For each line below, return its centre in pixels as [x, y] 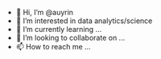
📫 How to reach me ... [53, 47]
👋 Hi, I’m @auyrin [45, 12]
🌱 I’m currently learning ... [59, 29]
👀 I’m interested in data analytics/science [84, 21]
